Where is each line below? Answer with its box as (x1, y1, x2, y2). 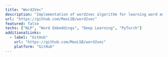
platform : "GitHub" (14, 44, 55, 49)
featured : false (5, 21, 39, 26)
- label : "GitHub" (9, 35, 48, 40)
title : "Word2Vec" (5, 7, 43, 12)
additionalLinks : (5, 30, 41, 35)
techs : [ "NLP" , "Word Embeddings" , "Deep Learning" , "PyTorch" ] (5, 26, 142, 31)
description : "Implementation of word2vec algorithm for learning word (5, 12, 157, 17)
